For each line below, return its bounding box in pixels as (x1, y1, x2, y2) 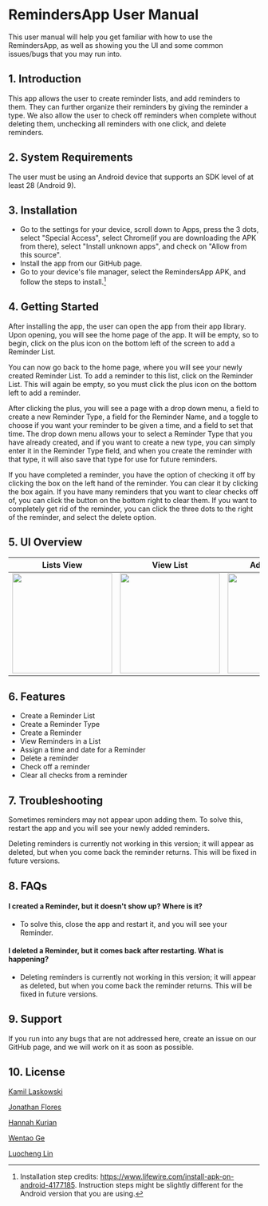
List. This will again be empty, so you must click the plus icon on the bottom (8, 379, 258, 389)
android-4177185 (19, 1180, 76, 1189)
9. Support (8, 1012, 62, 1026)
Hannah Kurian (8, 1117, 57, 1127)
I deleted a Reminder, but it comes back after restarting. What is (8, 946, 224, 956)
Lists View (41, 559, 83, 570)
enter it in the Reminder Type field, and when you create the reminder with (8, 445, 253, 455)
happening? (8, 954, 49, 964)
